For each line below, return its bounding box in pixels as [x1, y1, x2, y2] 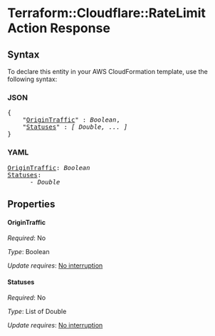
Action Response [7, 20, 110, 36]
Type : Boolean [7, 248, 50, 256]
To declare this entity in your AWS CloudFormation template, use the [7, 68, 208, 75]
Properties [7, 198, 56, 210]
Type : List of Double [7, 308, 67, 316]
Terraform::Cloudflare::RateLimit [7, 5, 206, 21]
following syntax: [7, 75, 58, 83]
